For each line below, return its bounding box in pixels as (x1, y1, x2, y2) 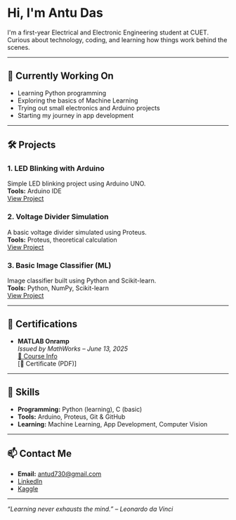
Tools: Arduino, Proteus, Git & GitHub (17, 412, 126, 421)
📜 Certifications (7, 318, 78, 330)
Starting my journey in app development (17, 111, 134, 119)
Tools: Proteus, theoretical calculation (7, 235, 117, 244)
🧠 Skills (7, 386, 40, 398)
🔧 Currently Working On (7, 70, 114, 82)
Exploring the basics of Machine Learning (17, 96, 138, 105)
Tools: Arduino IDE (7, 187, 62, 195)
